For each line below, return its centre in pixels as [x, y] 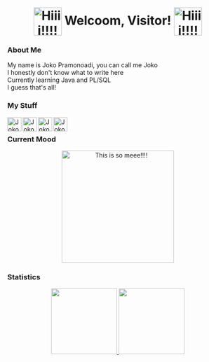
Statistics [24, 277]
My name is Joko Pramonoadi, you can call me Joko [82, 65]
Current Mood [32, 139]
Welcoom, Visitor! [118, 20]
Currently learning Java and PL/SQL [59, 80]
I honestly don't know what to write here [66, 73]
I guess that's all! [32, 88]
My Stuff [22, 106]
